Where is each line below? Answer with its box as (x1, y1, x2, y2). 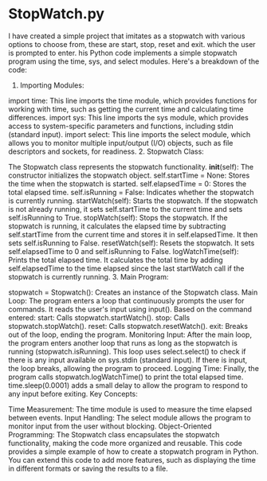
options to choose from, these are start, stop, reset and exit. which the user (8, 39, 257, 49)
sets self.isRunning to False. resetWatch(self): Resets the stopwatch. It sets (8, 238, 255, 248)
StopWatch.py (8, 5, 105, 23)
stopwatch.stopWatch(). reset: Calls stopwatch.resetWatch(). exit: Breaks (8, 321, 249, 330)
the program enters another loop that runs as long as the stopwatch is (8, 338, 238, 347)
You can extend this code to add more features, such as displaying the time (8, 455, 257, 464)
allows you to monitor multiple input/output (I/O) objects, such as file (8, 138, 234, 147)
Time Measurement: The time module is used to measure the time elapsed (8, 404, 253, 414)
